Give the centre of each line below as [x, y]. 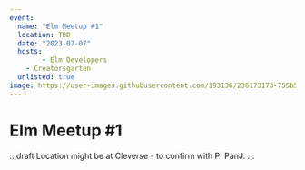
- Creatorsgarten [59, 69]
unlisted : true [46, 77]
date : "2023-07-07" [54, 43]
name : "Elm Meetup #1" [60, 26]
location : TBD [44, 35]
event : [22, 18]
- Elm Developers [74, 60]
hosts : [30, 52]
